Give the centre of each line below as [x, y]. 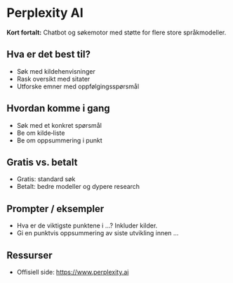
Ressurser [30, 255]
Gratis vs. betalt [42, 162]
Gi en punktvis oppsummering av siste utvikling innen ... [98, 233]
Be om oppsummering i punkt [59, 140]
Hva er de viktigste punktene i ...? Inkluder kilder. [87, 225]
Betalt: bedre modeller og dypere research [78, 187]
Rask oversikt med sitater [53, 79]
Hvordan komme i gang [58, 108]
